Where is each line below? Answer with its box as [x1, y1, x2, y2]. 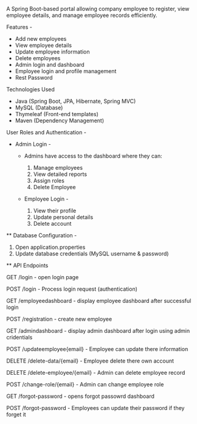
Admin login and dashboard [15, 61, 85, 68]
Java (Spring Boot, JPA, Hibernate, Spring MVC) [15, 97, 136, 105]
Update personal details [33, 214, 94, 221]
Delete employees [15, 55, 61, 61]
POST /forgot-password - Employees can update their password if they [6, 405, 185, 411]
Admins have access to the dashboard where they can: [24, 152, 162, 159]
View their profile [33, 207, 77, 214]
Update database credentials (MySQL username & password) [15, 250, 169, 257]
